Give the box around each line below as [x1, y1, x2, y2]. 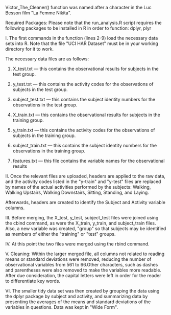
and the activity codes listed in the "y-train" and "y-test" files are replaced [5, 178, 161, 185]
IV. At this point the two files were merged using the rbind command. [5, 241, 150, 247]
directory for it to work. [5, 46, 54, 52]
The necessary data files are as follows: [5, 56, 89, 62]
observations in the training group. [12, 148, 86, 154]
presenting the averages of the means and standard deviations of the [5, 299, 151, 305]
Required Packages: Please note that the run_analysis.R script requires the [5, 20, 162, 26]
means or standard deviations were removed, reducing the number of [5, 256, 152, 262]
